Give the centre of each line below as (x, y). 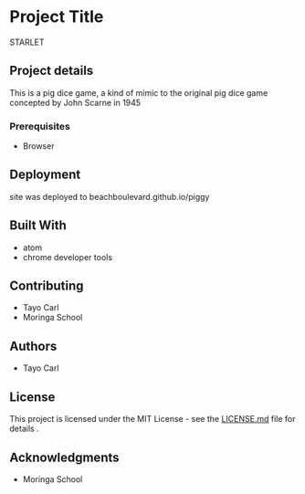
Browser (38, 146)
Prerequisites (40, 126)
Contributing (47, 286)
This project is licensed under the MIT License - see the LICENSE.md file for (152, 419)
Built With (38, 226)
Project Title (57, 17)
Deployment (45, 175)
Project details (52, 71)
